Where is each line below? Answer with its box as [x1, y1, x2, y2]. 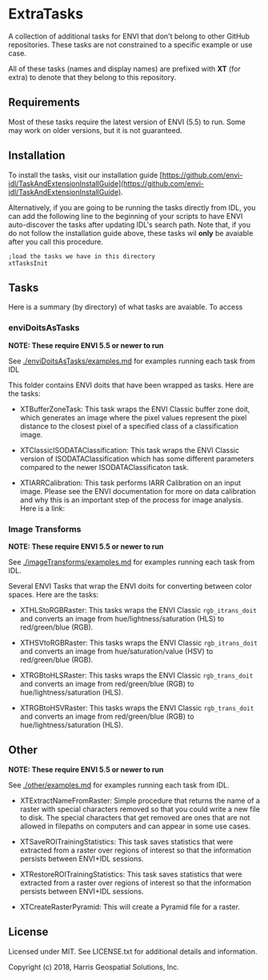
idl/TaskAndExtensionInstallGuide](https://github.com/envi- [8, 178, 204, 188]
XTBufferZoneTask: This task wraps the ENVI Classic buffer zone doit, [19, 404, 250, 414]
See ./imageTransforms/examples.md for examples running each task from [8, 557, 255, 566]
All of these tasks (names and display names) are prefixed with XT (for [8, 63, 242, 73]
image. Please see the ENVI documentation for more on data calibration [19, 486, 256, 496]
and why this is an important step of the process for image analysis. [19, 495, 244, 504]
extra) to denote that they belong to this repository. [8, 72, 177, 82]
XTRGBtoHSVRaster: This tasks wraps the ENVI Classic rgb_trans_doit [19, 703, 254, 712]
